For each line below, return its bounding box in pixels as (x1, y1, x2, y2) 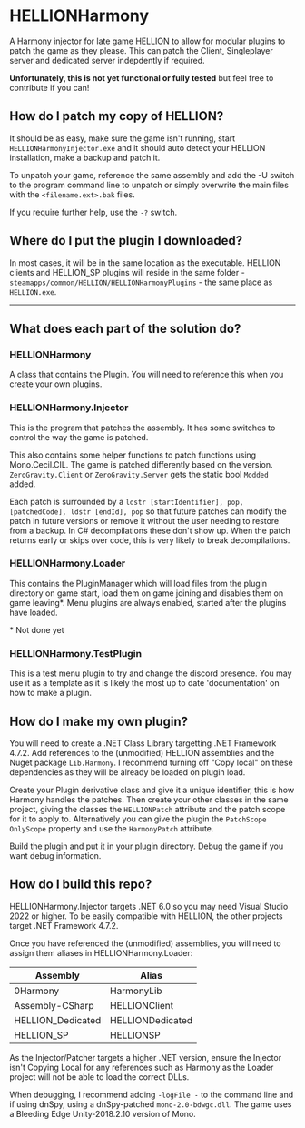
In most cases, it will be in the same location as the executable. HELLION (9, 257, 281, 268)
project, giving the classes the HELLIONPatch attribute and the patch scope (9, 803, 286, 814)
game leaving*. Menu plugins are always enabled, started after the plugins (9, 597, 287, 608)
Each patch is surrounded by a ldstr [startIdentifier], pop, (9, 496, 244, 507)
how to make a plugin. (9, 688, 93, 699)
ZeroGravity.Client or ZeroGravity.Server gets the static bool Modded (9, 468, 270, 479)
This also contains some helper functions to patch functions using (9, 449, 257, 460)
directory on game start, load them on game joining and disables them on (9, 588, 284, 599)
